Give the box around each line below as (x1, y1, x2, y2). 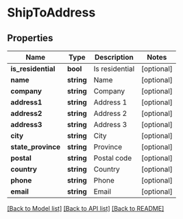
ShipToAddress (7, 5, 96, 21)
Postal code (93, 153, 132, 163)
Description (95, 53, 134, 62)
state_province (10, 142, 61, 152)
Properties (7, 32, 53, 44)
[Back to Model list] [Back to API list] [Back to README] (7, 205, 164, 212)
